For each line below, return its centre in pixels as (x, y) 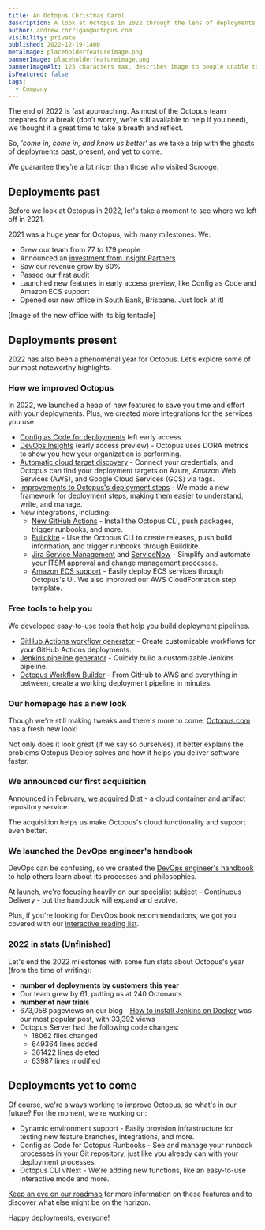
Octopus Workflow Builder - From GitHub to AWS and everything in (129, 675)
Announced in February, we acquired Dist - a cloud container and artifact (127, 798)
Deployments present (62, 340)
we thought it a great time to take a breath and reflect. (96, 128)
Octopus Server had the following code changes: (99, 1027)
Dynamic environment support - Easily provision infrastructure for (127, 1128)
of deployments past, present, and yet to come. (85, 151)
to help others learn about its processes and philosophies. (103, 877)
